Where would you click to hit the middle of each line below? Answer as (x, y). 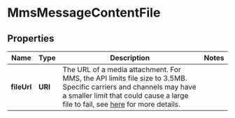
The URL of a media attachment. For (122, 69)
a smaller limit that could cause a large (126, 95)
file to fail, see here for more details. (121, 104)
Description (130, 58)
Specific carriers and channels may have (130, 87)
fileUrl (21, 87)
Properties (31, 39)
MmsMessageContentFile (84, 13)
